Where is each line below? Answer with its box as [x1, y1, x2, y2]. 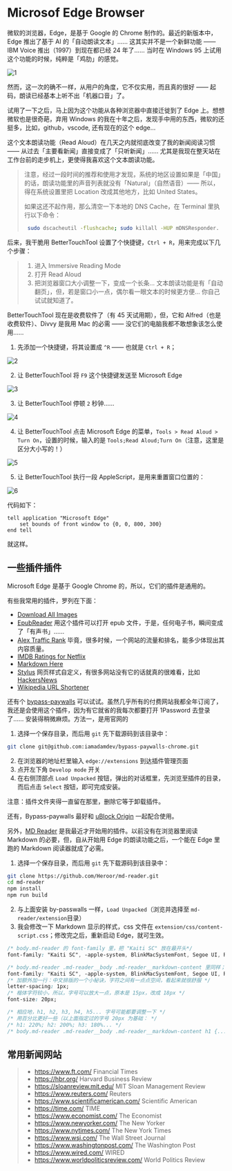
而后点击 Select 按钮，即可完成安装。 [17, 783, 124, 791]
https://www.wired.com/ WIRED [34, 1148, 125, 1157]
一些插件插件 [7, 562, 62, 574]
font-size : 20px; [7, 996, 57, 1003]
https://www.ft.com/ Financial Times [34, 1068, 138, 1076]
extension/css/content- [155, 924, 223, 931]
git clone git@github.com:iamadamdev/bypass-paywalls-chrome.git [7, 743, 199, 750]
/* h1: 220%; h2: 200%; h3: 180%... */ [7, 1021, 122, 1028]
